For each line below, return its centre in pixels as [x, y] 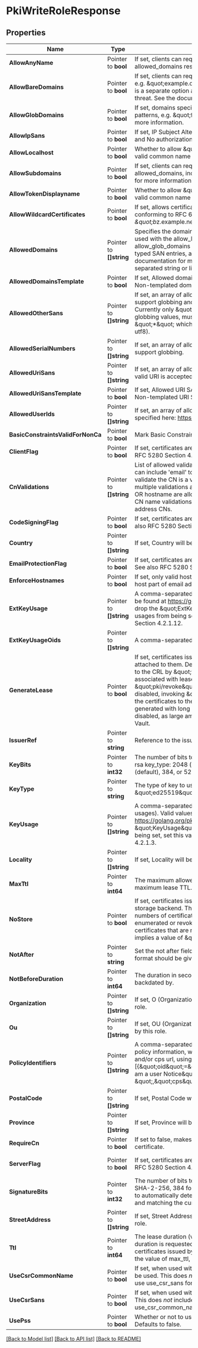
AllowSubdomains [35, 173]
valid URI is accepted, [164, 376]
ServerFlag [25, 1164]
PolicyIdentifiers [33, 1063]
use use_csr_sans [159, 1283]
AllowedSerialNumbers [42, 348]
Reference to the [158, 740]
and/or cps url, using [163, 1059]
